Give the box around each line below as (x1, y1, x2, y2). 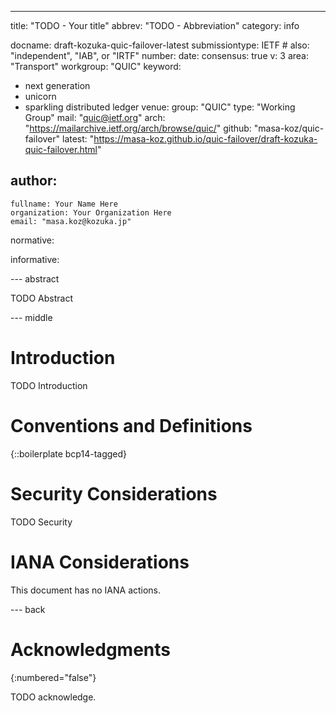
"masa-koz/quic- (253, 122, 325, 134)
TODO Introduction (10, 379, 88, 391)
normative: (10, 234, 55, 246)
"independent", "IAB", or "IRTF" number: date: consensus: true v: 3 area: (10, 50, 310, 61)
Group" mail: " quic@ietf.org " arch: (24, 112, 166, 123)
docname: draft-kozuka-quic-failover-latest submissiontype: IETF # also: (10, 39, 310, 51)
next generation (24, 80, 91, 91)
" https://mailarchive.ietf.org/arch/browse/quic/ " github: (24, 122, 252, 134)
